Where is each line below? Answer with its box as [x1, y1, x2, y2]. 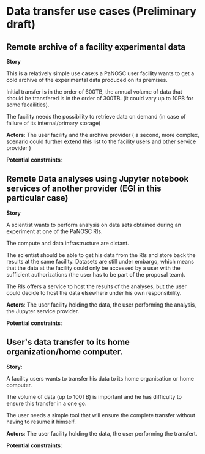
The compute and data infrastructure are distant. [6, 239, 130, 247]
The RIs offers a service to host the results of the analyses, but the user [6, 283, 187, 290]
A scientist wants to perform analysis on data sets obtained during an [6, 221, 182, 228]
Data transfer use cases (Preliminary [6, 4, 197, 18]
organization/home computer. [6, 347, 124, 357]
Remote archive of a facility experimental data [6, 42, 185, 52]
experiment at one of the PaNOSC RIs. [6, 228, 103, 235]
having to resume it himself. [6, 418, 76, 425]
